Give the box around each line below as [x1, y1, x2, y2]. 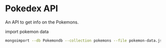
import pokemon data [5, 28, 49, 34]
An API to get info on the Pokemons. [5, 19, 79, 25]
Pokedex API [5, 3, 58, 14]
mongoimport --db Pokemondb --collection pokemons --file [5, 38, 127, 43]
